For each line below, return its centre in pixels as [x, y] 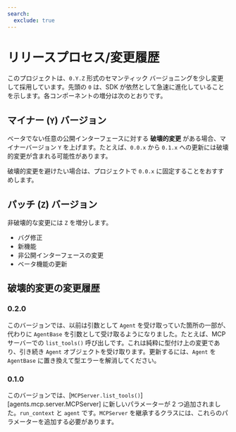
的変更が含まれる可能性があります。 [60, 156]
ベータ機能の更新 [42, 264]
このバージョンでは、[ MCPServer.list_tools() [74, 395]
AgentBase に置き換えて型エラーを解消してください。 [84, 360]
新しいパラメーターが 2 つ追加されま [162, 404]
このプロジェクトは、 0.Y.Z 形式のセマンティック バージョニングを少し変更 [116, 78]
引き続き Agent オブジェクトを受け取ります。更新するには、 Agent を [118, 351]
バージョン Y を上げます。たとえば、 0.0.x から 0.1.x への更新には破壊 [127, 147]
